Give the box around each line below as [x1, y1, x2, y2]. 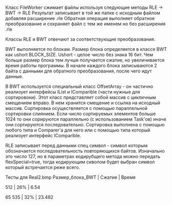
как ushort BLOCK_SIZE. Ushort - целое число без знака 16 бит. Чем [5, 51, 154, 58]
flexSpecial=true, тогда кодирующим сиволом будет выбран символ [5, 159, 155, 165]
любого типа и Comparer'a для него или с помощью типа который [5, 127, 150, 133]
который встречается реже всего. [5, 164, 81, 170]
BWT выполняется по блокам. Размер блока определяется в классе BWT [5, 46, 167, 52]
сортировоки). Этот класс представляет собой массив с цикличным [5, 95, 157, 100]
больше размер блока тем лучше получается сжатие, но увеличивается [5, 57, 165, 63]
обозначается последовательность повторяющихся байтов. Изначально [5, 148, 165, 154]
